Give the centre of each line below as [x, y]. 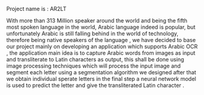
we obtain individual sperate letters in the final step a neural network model [101, 79]
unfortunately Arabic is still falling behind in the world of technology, [93, 33]
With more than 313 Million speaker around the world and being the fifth [97, 20]
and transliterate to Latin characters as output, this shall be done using [95, 59]
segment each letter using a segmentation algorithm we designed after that [101, 72]
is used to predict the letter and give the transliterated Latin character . [96, 85]
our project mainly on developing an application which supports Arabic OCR [102, 46]
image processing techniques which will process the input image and [93, 66]
